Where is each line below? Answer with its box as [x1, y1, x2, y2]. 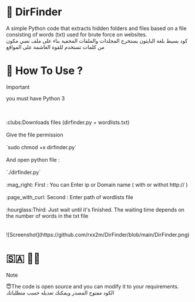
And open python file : [6, 156, 60, 163]
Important [6, 83, 30, 90]
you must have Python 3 [6, 95, 65, 102]
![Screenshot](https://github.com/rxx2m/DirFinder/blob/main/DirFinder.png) [6, 231, 190, 238]
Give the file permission [6, 131, 63, 138]
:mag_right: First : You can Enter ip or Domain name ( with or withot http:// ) [6, 181, 188, 188]
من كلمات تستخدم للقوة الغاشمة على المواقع [6, 43, 105, 51]
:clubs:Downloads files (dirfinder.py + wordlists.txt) [6, 119, 130, 126]
